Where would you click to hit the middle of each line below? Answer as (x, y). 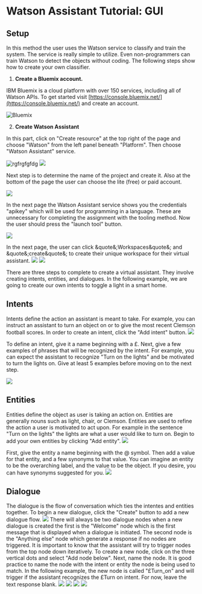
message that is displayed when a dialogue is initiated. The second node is (99, 532)
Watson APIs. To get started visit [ (48, 97)
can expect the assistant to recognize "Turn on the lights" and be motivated (100, 357)
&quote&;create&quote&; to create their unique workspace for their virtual (98, 254)
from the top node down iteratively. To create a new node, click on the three (100, 552)
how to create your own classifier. (48, 67)
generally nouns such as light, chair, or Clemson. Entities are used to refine (99, 421)
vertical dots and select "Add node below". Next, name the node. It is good (99, 558)
